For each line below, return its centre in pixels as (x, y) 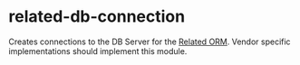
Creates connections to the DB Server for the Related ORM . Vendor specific (150, 42)
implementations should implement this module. (98, 51)
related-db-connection (97, 17)
